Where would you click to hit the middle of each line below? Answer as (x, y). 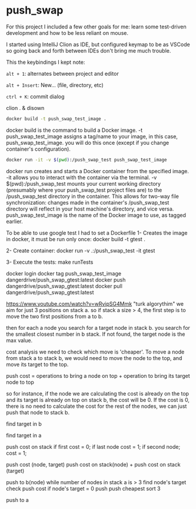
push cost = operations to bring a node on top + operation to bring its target (98, 375)
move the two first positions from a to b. (54, 316)
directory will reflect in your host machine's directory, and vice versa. (90, 209)
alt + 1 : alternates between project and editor (62, 73)
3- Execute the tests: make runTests (50, 262)
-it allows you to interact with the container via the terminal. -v (82, 177)
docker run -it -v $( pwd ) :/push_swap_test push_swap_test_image (87, 160)
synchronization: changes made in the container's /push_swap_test (88, 202)
